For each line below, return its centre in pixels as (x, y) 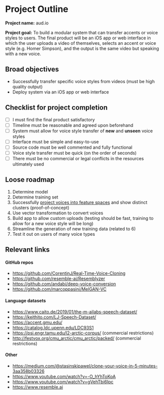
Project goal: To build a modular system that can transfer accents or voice (82, 32)
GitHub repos (19, 262)
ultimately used (28, 164)
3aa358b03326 (28, 371)
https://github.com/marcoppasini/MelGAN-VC (59, 289)
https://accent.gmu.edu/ (37, 322)
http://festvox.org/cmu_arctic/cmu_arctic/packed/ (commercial (77, 338)
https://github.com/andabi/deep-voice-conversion (64, 284)
